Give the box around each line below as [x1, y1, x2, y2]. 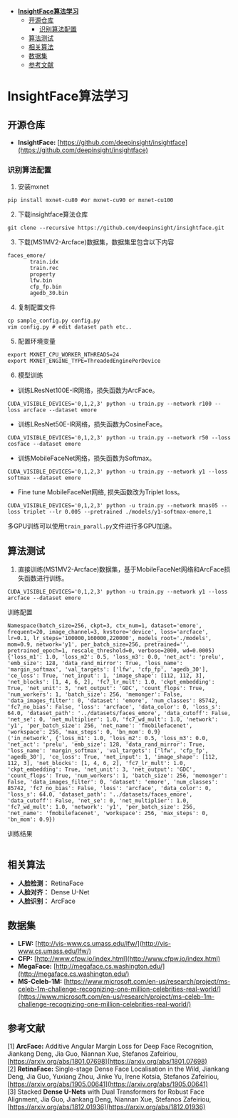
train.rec [29, 264, 59, 272]
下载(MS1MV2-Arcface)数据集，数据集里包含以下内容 [17, 238, 175, 246]
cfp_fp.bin [29, 284, 62, 291]
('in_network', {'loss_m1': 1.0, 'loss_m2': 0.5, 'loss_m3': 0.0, [7, 735, 209, 742]
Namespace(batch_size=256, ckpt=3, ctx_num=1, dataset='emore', [7, 622, 202, 629]
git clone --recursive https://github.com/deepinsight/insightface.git [7, 224, 224, 231]
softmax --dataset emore [7, 474, 81, 481]
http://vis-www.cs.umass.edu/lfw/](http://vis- [37, 939, 171, 947]
